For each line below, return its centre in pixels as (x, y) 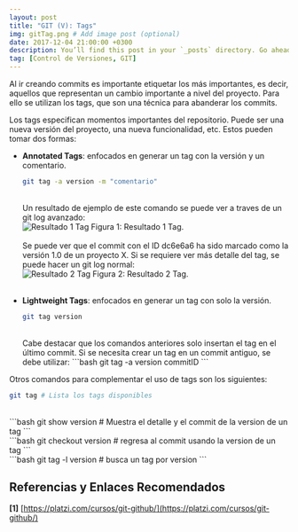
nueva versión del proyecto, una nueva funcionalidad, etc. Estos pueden (141, 129)
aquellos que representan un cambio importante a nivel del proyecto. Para (145, 93)
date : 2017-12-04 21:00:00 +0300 (71, 42)
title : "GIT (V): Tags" (53, 26)
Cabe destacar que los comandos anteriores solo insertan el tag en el (149, 343)
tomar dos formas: (43, 139)
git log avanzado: (54, 217)
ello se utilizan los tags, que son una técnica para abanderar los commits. (143, 102)
